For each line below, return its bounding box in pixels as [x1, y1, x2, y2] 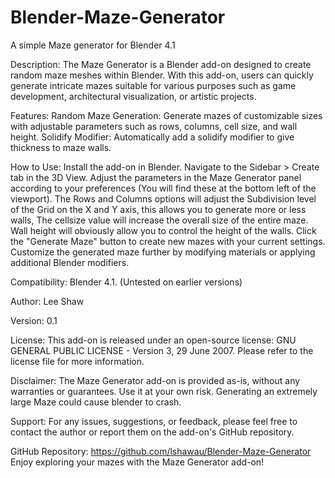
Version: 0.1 [10, 314, 58, 326]
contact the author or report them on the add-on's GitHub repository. [10, 426, 295, 438]
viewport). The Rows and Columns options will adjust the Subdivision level [10, 192, 317, 205]
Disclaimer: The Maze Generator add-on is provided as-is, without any [10, 374, 301, 386]
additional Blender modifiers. [10, 256, 130, 268]
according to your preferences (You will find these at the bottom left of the [10, 182, 317, 194]
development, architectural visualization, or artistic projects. [10, 90, 257, 102]
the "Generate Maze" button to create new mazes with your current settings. [10, 235, 326, 247]
